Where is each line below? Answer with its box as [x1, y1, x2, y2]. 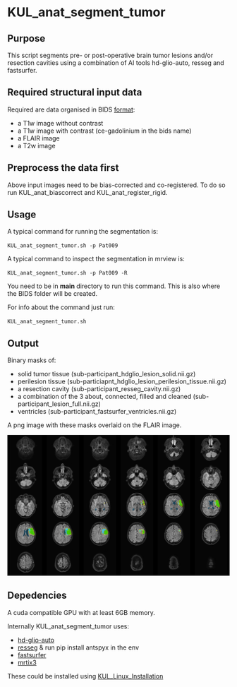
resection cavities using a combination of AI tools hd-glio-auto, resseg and [7, 59, 224, 67]
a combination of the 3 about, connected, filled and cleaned [17, 393, 192, 401]
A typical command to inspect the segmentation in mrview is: [7, 255, 185, 263]
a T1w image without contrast [17, 119, 104, 127]
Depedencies [7, 590, 67, 602]
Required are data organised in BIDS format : [7, 105, 135, 114]
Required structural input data [7, 86, 142, 99]
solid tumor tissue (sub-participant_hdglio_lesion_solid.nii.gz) [17, 370, 196, 378]
